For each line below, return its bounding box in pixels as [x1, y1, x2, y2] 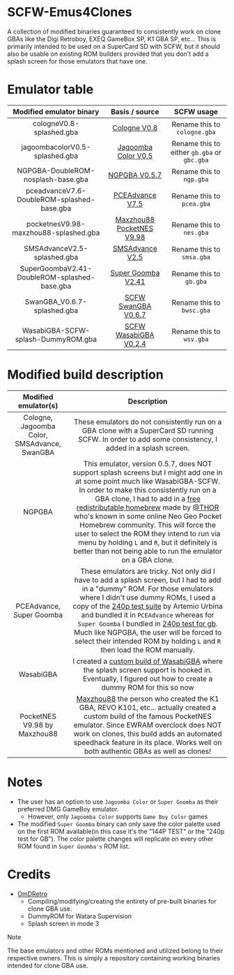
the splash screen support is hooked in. [83, 665, 212, 674]
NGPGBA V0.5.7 [107, 170, 162, 180]
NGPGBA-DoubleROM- [17, 166, 95, 175]
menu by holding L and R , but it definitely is [77, 537, 218, 547]
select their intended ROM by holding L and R [74, 636, 221, 646]
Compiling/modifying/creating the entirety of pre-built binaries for [27, 897, 217, 905]
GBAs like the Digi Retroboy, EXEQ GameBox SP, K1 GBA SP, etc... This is [7, 34, 217, 43]
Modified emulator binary [13, 106, 100, 116]
